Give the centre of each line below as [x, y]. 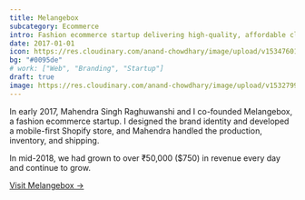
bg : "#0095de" [36, 60]
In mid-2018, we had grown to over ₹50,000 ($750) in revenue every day [145, 158]
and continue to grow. [50, 167]
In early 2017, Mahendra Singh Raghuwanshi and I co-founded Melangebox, [151, 111]
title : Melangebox [44, 18]
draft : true [32, 77]
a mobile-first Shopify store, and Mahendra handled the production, [136, 130]
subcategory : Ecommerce [54, 26]
